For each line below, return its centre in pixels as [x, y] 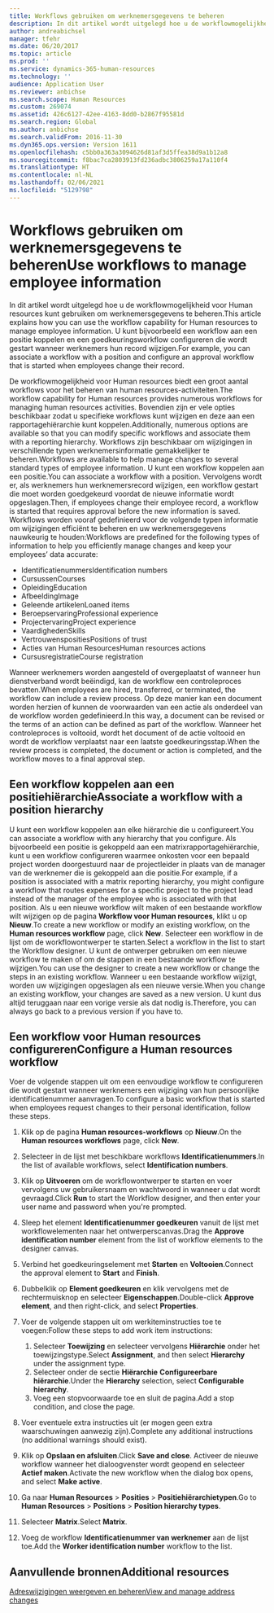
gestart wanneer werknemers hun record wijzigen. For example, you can [130, 348]
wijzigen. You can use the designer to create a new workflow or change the [135, 968]
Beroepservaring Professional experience [89, 613]
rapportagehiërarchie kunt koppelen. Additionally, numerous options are [129, 424]
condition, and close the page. [84, 1407]
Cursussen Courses [53, 578]
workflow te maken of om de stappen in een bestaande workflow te [122, 959]
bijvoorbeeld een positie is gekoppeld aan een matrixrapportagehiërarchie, [134, 847]
